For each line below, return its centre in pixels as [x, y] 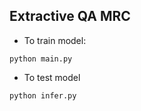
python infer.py [43, 95]
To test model [52, 77]
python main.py [41, 59]
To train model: [55, 40]
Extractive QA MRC [70, 16]
